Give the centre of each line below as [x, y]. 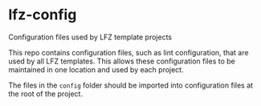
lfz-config [43, 15]
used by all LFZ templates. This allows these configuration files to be [122, 61]
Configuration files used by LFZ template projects [90, 37]
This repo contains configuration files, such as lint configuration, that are [128, 52]
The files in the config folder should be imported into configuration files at [131, 85]
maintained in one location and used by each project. [96, 69]
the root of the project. [45, 93]
